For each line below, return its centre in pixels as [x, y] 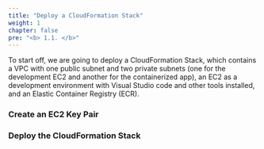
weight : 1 [25, 23]
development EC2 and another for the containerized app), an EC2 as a [123, 77]
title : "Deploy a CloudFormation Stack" [76, 15]
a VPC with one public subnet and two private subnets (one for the [117, 69]
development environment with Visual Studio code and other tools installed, [132, 86]
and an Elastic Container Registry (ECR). [74, 94]
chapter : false [33, 30]
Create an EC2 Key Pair [54, 114]
